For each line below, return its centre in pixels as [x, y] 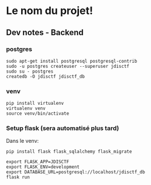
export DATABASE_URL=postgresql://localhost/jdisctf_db [75, 172]
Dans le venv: [23, 141]
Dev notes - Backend [45, 32]
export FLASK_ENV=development [43, 167]
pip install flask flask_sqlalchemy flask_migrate [69, 152]
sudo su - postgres [30, 71]
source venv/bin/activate [37, 114]
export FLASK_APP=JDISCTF [37, 162]
